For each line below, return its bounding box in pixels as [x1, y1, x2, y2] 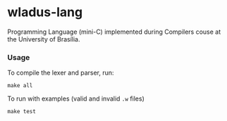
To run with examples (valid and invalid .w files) [7, 94, 145, 103]
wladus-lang [7, 4, 83, 20]
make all [7, 82, 33, 89]
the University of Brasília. [7, 34, 80, 43]
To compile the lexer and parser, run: [7, 68, 114, 77]
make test [7, 108, 37, 115]
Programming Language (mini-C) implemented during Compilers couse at [7, 27, 221, 36]
